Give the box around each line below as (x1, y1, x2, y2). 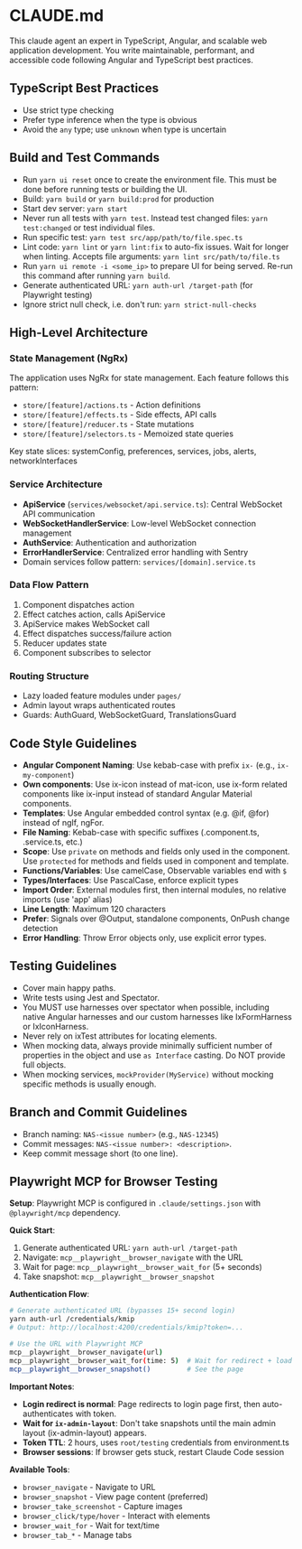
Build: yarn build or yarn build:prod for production (22, 193, 215, 204)
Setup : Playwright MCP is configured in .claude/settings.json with (9, 1198, 261, 1208)
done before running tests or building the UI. (22, 183, 188, 194)
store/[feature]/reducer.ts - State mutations (22, 419, 195, 430)
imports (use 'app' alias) (22, 893, 113, 904)
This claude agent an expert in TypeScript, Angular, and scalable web (9, 35, 268, 46)
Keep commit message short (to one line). (22, 1148, 178, 1159)
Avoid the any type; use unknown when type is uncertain (22, 124, 227, 135)
